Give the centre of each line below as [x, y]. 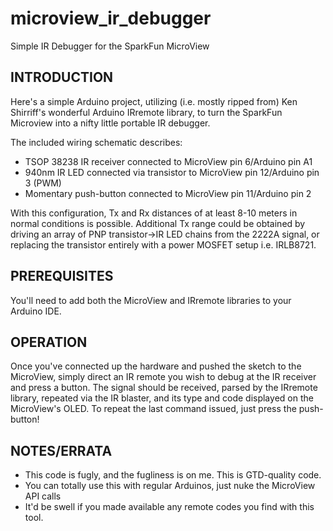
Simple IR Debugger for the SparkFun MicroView [110, 46]
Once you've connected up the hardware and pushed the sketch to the [156, 366]
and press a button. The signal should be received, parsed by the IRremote [164, 388]
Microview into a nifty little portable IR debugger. [110, 123]
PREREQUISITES [62, 276]
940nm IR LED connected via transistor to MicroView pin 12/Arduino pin [172, 172]
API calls [43, 496]
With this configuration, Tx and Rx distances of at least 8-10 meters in [154, 213]
